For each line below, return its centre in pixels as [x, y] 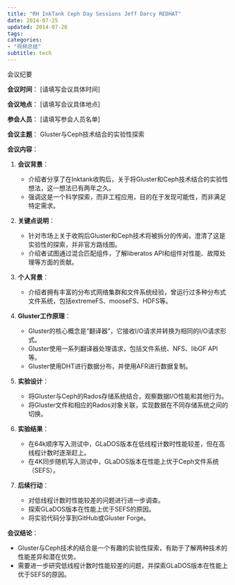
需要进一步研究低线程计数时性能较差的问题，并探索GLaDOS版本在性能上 [122, 565]
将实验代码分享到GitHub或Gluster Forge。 [89, 518]
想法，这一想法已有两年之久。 [71, 188]
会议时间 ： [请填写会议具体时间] [54, 89]
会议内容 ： [23, 149]
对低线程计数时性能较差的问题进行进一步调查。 [96, 500]
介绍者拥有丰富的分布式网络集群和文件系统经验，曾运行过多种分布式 [127, 292]
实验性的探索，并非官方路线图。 [74, 244]
